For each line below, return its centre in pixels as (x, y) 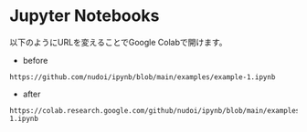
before (35, 60)
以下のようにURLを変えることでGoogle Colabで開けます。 (118, 42)
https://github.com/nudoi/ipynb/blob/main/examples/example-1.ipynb (143, 77)
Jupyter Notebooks (85, 16)
